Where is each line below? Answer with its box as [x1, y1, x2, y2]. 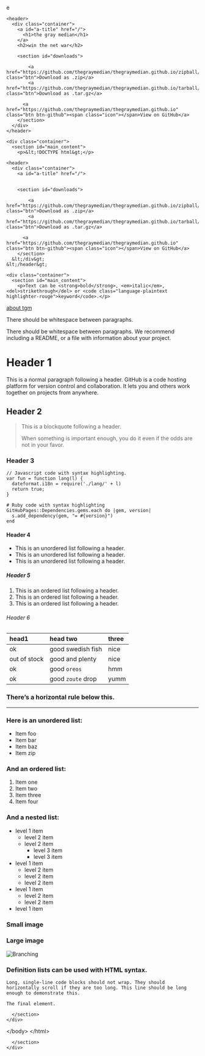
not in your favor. [21, 441, 65, 448]
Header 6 [6, 613, 31, 621]
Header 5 [6, 571, 31, 579]
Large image [6, 936, 44, 945]
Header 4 [6, 531, 31, 538]
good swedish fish [49, 645, 103, 654]
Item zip [15, 750, 36, 757]
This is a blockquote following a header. [21, 422, 121, 430]
